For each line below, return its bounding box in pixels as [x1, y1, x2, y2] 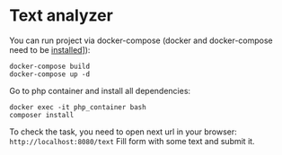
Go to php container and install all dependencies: [9, 85, 191, 96]
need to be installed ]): [9, 44, 91, 55]
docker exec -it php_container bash [9, 102, 146, 112]
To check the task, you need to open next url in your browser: [9, 126, 238, 137]
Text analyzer [9, 5, 114, 26]
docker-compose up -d [9, 69, 91, 79]
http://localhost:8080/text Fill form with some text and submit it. [9, 135, 255, 146]
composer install [9, 110, 75, 119]
